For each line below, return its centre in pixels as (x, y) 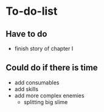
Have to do (26, 34)
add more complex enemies (49, 95)
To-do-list (32, 11)
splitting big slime (46, 102)
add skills (26, 89)
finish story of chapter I (44, 48)
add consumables (37, 82)
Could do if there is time (52, 68)
